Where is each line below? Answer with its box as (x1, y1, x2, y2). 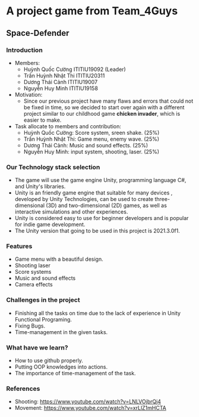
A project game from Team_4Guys (6, 4, 178, 18)
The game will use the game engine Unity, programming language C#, (14, 177, 187, 184)
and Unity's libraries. (14, 183, 66, 190)
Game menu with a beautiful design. (14, 255, 103, 263)
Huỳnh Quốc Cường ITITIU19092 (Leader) (23, 66, 126, 73)
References (6, 384, 40, 393)
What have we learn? (6, 343, 68, 351)
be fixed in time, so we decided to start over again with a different (23, 103, 185, 111)
